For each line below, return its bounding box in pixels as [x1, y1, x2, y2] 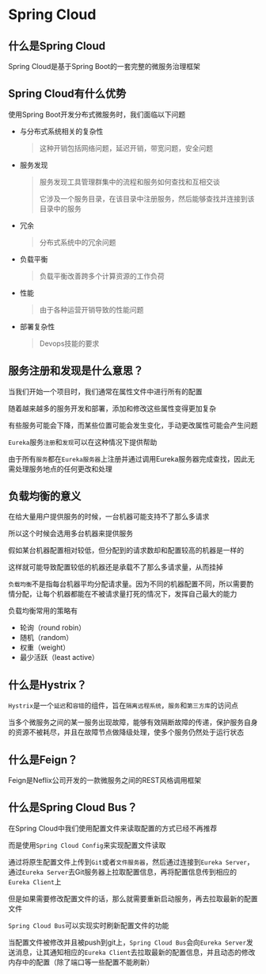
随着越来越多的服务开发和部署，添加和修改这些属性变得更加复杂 [8, 403, 216, 413]
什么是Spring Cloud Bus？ [8, 801, 138, 815]
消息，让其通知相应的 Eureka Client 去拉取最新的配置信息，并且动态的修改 [14, 947, 256, 957]
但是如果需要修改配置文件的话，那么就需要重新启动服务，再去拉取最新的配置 [8, 894, 258, 903]
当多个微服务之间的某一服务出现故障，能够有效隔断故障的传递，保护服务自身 [8, 718, 258, 727]
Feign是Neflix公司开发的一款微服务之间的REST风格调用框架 [8, 776, 202, 785]
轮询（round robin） [19, 623, 85, 632]
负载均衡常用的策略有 [8, 606, 78, 615]
